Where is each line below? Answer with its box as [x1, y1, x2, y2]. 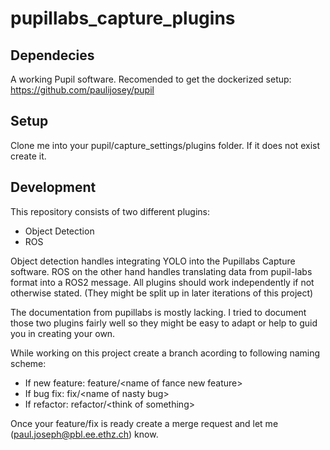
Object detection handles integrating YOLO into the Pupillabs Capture [10, 255, 296, 267]
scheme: [10, 357, 47, 369]
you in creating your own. [10, 327, 116, 339]
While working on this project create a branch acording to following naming [10, 347, 321, 359]
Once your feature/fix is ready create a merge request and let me [10, 417, 279, 429]
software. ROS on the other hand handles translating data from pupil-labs [10, 265, 313, 277]
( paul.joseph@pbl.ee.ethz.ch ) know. [10, 428, 159, 440]
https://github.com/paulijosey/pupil [10, 84, 155, 96]
